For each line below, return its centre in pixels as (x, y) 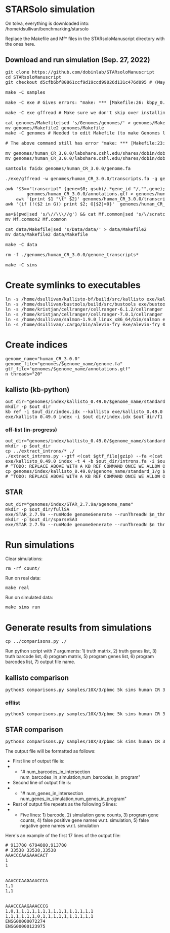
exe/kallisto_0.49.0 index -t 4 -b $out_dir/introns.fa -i (80, 461)
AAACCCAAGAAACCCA (27, 881)
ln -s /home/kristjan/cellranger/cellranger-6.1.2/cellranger (84, 309)
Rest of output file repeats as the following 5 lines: (65, 804)
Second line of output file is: (42, 783)
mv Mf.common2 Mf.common (36, 219)
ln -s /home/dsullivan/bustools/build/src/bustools (71, 304)
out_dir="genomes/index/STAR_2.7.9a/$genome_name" (69, 504)
